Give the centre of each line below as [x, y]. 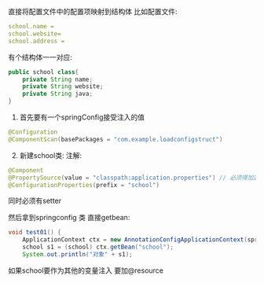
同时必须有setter [35, 201]
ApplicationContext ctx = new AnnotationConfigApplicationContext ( [135, 240]
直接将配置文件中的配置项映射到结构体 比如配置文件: [93, 11]
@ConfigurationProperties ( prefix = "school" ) [84, 185]
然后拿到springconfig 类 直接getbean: [69, 218]
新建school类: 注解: [51, 155]
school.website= [35, 34]
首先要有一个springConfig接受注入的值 [82, 117]
